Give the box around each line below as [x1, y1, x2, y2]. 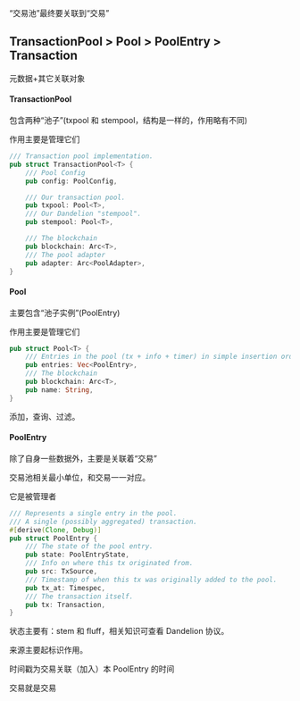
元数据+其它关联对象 [9, 72, 86, 83]
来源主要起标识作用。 [9, 645, 87, 655]
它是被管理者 [9, 490, 56, 502]
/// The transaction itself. [25, 592, 134, 601]
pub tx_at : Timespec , [25, 583, 105, 592]
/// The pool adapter [25, 250, 105, 259]
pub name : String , [25, 385, 94, 395]
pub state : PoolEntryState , [25, 550, 129, 560]
